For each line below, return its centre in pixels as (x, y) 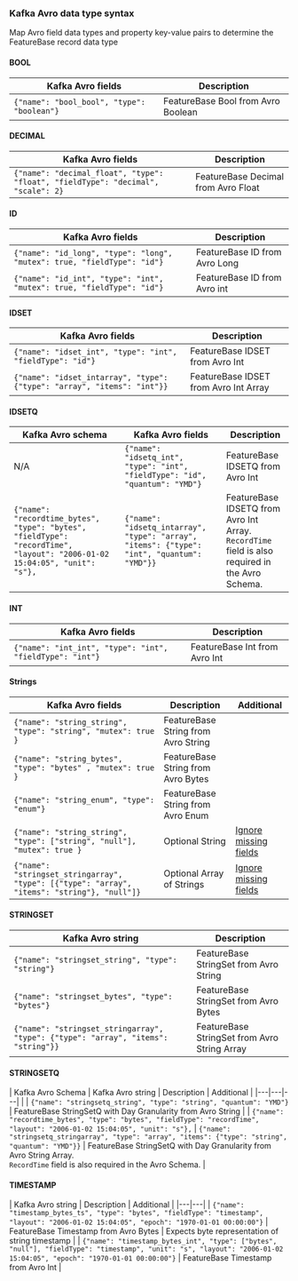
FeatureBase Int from (234, 647)
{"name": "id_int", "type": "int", (89, 278)
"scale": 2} (39, 191)
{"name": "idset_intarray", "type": (91, 378)
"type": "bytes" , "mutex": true (84, 768)
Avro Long (218, 263)
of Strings (184, 884)
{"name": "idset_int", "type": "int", (95, 352)
